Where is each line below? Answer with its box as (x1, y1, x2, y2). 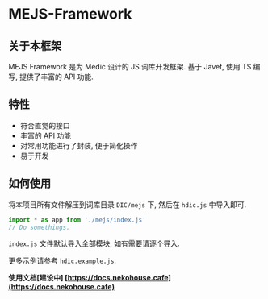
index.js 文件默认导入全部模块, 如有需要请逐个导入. (8, 239, 180, 248)
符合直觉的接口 (19, 120, 70, 130)
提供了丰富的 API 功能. (19, 72, 94, 81)
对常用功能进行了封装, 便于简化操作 (19, 140, 138, 150)
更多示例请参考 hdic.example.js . (8, 255, 117, 266)
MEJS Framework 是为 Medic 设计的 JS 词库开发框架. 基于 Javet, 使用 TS (8, 62, 252, 71)
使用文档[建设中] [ (8, 273, 69, 283)
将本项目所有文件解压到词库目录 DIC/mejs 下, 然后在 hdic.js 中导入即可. (8, 199, 247, 210)
